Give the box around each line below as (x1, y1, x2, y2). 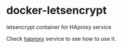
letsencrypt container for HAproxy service (6, 23, 112, 31)
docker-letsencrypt (6, 4, 107, 17)
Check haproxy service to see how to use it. (6, 35, 117, 42)
